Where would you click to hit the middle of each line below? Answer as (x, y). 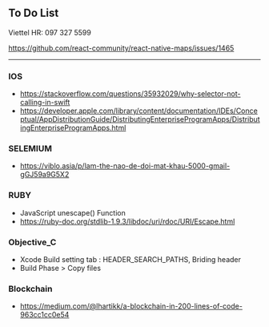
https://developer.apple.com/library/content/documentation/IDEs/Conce (139, 111)
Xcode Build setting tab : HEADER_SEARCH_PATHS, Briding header (130, 259)
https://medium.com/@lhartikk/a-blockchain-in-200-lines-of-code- (131, 306)
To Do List (34, 13)
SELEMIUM (30, 149)
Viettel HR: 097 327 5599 (50, 32)
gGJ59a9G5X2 (44, 175)
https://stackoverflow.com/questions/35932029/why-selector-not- (130, 94)
